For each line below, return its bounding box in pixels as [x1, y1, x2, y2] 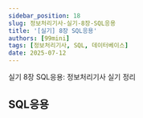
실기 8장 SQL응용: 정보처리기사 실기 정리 [8, 72, 137, 81]
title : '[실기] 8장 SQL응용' [8, 26, 98, 35]
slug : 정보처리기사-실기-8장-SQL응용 [8, 19, 116, 27]
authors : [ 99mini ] [8, 34, 70, 43]
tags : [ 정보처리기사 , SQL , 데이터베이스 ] [8, 42, 129, 50]
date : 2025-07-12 [8, 49, 67, 57]
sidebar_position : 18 [8, 11, 81, 20]
